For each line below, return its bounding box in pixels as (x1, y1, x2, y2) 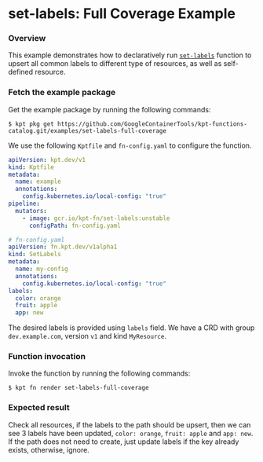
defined (8, 68, 34, 77)
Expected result (8, 402, 70, 413)
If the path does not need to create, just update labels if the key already (8, 437, 239, 446)
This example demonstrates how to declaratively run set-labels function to (8, 50, 252, 60)
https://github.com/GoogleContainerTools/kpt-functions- (57, 119, 247, 128)
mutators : (15, 207, 47, 214)
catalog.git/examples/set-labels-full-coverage (8, 126, 167, 134)
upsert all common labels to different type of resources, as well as (8, 59, 222, 68)
